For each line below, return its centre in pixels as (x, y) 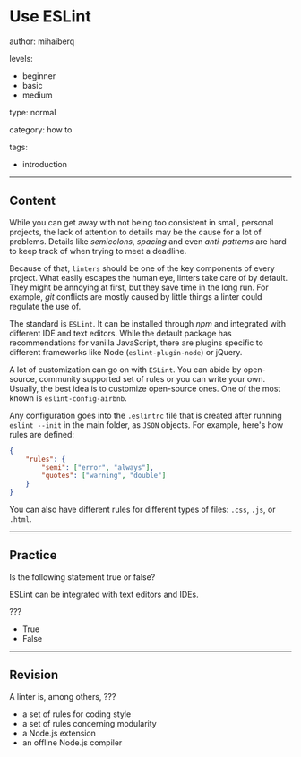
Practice (33, 555)
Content (33, 201)
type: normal (33, 112)
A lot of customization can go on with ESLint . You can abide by (125, 370)
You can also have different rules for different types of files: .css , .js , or (142, 509)
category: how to (41, 129)
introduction (44, 164)
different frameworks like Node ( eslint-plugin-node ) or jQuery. (126, 352)
